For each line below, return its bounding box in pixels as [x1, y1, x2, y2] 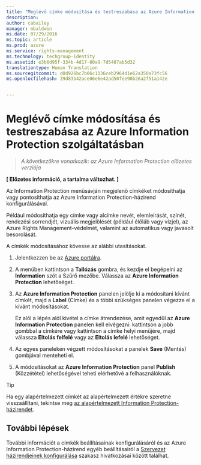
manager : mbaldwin [6, 25, 52, 32]
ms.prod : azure [6, 43, 44, 49]
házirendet [6, 406, 33, 413]
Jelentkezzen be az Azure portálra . [14, 254, 102, 261]
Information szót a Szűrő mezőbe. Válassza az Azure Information [14, 272, 179, 279]
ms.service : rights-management [6, 48, 85, 54]
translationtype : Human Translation [6, 64, 98, 71]
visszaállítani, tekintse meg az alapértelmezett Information [6, 400, 150, 407]
